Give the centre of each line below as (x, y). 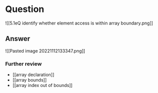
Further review (24, 63)
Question (25, 9)
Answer (18, 39)
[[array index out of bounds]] (42, 85)
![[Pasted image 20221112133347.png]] (45, 50)
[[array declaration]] (33, 75)
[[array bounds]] (29, 80)
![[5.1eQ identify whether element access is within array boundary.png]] (79, 23)
